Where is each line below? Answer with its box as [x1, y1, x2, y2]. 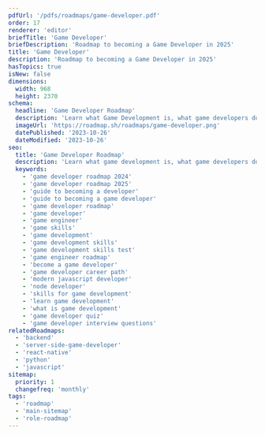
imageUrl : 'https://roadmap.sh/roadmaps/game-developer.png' [15, 121, 221, 129]
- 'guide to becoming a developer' [22, 187, 140, 195]
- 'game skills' [22, 224, 77, 232]
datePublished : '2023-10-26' [15, 128, 111, 136]
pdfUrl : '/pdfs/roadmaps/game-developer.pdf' [8, 11, 160, 20]
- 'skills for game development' [22, 290, 132, 298]
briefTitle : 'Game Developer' [8, 33, 108, 42]
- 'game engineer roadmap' [22, 253, 111, 261]
